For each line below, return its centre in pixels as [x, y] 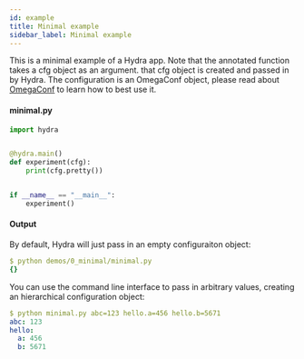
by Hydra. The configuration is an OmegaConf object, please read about [144, 80]
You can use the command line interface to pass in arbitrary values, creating [152, 286]
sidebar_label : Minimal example [70, 35]
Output [23, 224]
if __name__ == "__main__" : [63, 195]
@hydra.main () [36, 154]
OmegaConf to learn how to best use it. [83, 90]
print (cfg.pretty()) [64, 171]
